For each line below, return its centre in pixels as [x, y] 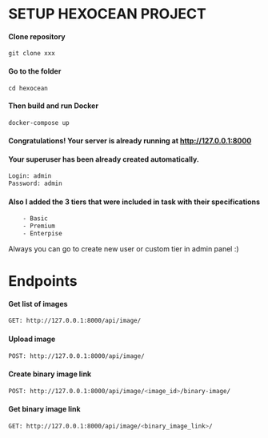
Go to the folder [35, 71]
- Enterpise [42, 234]
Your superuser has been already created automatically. [104, 159]
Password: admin [35, 184]
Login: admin [30, 176]
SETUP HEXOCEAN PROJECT [107, 14]
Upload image [32, 339]
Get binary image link [45, 409]
